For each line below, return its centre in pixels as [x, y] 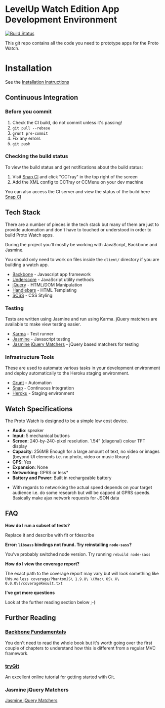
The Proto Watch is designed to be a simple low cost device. [67, 421]
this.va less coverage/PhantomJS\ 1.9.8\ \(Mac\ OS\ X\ [62, 579]
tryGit [12, 666]
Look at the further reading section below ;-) [50, 602]
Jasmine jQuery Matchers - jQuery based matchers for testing [76, 344]
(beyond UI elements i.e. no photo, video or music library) [71, 457]
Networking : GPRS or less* [40, 473]
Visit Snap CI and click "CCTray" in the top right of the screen [75, 176]
